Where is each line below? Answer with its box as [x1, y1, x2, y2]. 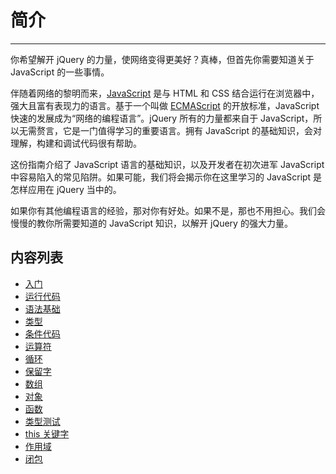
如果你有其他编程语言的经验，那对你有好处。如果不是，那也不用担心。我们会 [10, 204, 326, 216]
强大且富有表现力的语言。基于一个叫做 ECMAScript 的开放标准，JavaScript [10, 99, 320, 111]
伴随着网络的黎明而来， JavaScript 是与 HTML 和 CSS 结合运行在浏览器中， [10, 87, 320, 99]
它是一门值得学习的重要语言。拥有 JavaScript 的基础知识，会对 [62, 124, 323, 136]
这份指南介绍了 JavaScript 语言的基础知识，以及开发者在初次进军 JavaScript [10, 158, 325, 170]
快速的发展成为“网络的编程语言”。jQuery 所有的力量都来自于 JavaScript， [10, 112, 314, 124]
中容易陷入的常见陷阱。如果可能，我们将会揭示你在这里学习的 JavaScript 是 [10, 171, 323, 183]
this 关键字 [24, 427, 70, 440]
